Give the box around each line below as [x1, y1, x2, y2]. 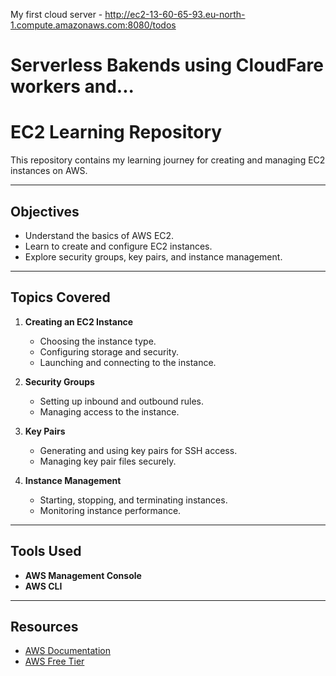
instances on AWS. [10, 165, 88, 177]
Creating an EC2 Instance [24, 315, 134, 328]
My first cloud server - [10, 9, 103, 20]
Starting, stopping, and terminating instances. [39, 494, 228, 506]
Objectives [10, 203, 80, 220]
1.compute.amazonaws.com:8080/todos [10, 19, 177, 31]
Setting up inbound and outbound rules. [39, 395, 205, 407]
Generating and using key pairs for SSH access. [39, 444, 238, 456]
